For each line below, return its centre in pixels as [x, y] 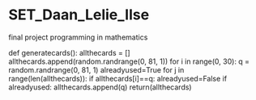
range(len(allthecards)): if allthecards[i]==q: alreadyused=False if [118, 78]
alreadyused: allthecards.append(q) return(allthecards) [100, 87]
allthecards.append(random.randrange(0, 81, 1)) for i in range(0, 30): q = [129, 61]
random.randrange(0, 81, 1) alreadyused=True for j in [96, 69]
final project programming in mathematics [78, 37]
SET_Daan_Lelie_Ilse [79, 15]
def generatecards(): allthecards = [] [70, 52]
